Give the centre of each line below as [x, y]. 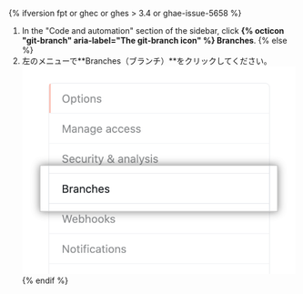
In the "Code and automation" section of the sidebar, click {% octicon [153, 30]
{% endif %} [45, 280]
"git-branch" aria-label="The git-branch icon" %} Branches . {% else [154, 41]
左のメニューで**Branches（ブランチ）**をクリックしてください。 [146, 61]
